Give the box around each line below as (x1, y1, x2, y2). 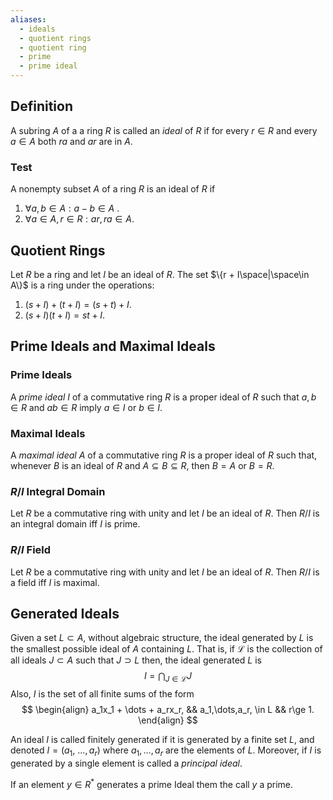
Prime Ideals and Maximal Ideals (10, 338, 216, 355)
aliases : (10, 14, 47, 25)
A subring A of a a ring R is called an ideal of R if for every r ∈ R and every (10, 124, 318, 136)
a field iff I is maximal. (10, 576, 100, 588)
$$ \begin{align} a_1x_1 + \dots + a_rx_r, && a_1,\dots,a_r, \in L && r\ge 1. (21, 704, 315, 716)
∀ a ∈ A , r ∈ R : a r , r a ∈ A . (24, 213, 135, 225)
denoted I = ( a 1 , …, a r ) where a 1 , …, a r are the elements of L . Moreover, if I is (10, 744, 322, 758)
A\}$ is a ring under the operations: (10, 279, 155, 291)
